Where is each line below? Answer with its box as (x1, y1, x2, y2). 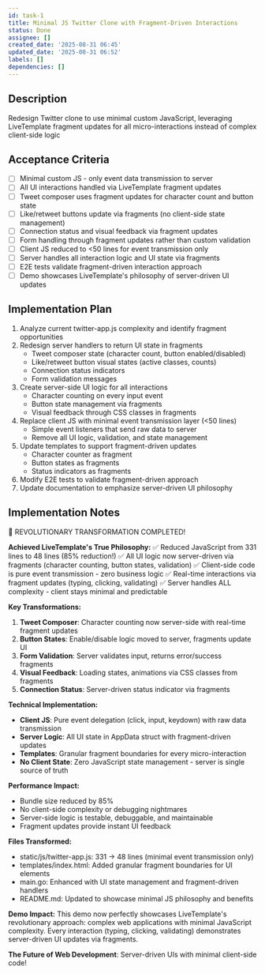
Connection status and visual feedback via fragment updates (19, 226, 218, 235)
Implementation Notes (8, 506, 121, 520)
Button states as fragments (31, 457, 120, 467)
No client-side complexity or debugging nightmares (19, 804, 188, 814)
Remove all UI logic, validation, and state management (31, 432, 207, 442)
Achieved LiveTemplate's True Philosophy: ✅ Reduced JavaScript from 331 (8, 542, 257, 551)
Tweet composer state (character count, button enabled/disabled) (31, 348, 246, 358)
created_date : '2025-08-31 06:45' (8, 41, 122, 49)
